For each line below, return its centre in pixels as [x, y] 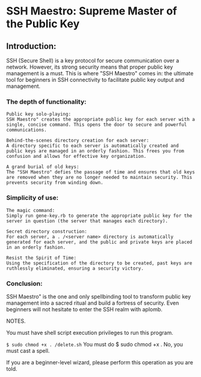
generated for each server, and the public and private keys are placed [99, 242]
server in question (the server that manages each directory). [87, 221]
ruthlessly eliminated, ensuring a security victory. [75, 268]
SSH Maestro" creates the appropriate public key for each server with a [101, 120]
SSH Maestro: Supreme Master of [92, 11]
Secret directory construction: [47, 231]
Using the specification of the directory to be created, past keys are [99, 263]
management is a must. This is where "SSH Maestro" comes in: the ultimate [100, 73]
